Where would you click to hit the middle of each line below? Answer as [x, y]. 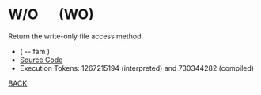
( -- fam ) [34, 51]
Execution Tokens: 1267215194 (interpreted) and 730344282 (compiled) [137, 68]
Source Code [41, 60]
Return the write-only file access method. [76, 36]
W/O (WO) [51, 15]
